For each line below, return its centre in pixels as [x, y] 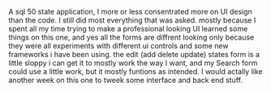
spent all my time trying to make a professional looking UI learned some [128, 29]
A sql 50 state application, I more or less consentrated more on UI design [131, 12]
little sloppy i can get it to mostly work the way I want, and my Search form [133, 63]
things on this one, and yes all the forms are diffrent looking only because [131, 37]
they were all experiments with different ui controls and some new [118, 46]
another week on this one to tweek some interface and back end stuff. [126, 80]
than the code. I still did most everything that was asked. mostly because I [132, 20]
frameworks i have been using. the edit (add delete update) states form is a [134, 54]
